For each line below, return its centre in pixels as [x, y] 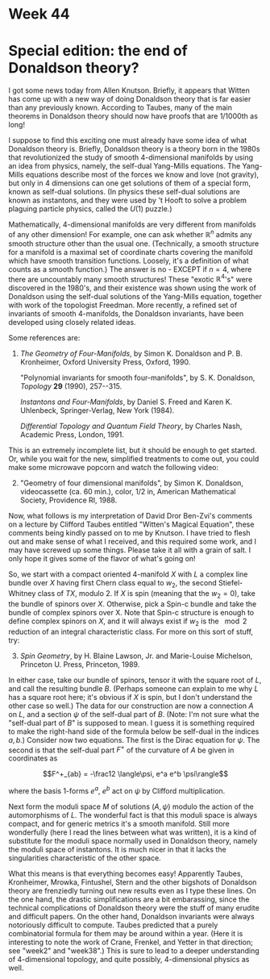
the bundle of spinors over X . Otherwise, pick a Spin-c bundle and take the [133, 604]
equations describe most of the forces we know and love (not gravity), [142, 175]
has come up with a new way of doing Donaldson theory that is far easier [130, 99]
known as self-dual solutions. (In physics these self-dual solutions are [124, 192]
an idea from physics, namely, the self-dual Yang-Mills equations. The [125, 166]
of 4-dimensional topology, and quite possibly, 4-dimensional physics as [129, 960]
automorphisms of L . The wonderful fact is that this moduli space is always [133, 815]
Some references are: [44, 338]
